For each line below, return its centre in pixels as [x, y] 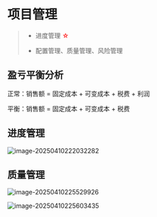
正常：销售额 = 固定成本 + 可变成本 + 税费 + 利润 [79, 94]
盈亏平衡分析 [36, 75]
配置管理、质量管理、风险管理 [79, 50]
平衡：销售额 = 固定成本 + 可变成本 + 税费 [69, 108]
